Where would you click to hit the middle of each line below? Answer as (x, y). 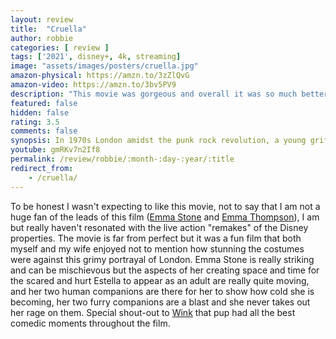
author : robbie (42, 38)
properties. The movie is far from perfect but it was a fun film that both (156, 238)
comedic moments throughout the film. (90, 323)
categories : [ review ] (60, 47)
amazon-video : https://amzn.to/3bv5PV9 (93, 85)
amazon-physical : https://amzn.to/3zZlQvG (100, 76)
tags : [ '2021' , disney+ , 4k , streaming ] (96, 57)
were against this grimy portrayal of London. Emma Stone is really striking (162, 259)
